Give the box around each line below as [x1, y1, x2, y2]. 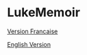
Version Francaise [7, 27, 58, 35]
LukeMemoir [7, 5, 81, 20]
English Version [7, 40, 51, 48]
